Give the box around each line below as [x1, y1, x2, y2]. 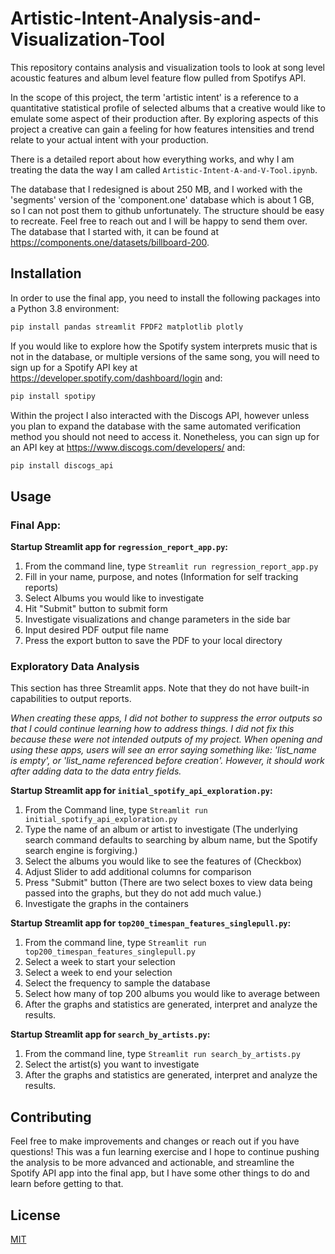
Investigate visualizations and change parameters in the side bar [24, 613, 291, 626]
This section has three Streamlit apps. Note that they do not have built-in [10, 682, 310, 694]
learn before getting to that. [10, 1178, 124, 1190]
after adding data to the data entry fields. [10, 765, 182, 777]
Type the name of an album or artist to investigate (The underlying [24, 823, 298, 836]
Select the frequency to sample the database [24, 977, 211, 989]
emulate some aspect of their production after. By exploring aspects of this [10, 112, 319, 124]
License [10, 1207, 61, 1224]
